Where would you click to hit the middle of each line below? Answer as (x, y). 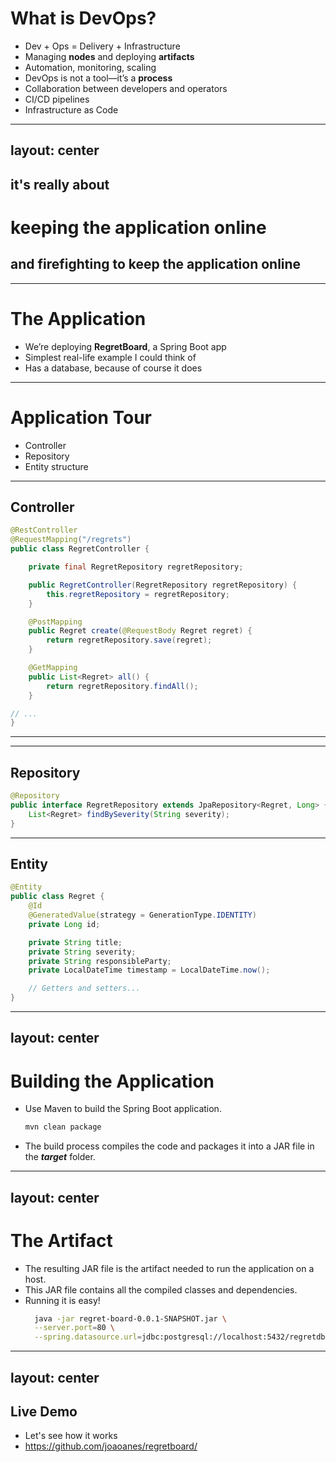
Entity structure (56, 466)
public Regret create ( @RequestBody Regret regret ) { (140, 631)
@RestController (44, 530)
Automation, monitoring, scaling (90, 67)
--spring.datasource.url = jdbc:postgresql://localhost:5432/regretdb (180, 1337)
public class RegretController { (80, 549)
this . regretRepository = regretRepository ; (138, 594)
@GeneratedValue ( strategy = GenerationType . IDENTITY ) (142, 915)
